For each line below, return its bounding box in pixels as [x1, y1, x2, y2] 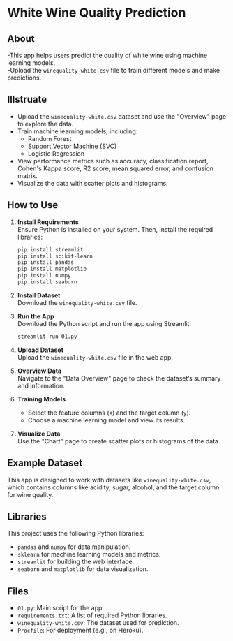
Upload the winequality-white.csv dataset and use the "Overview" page [17, 112, 227, 120]
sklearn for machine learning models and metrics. [17, 550, 161, 559]
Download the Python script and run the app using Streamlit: [17, 319, 192, 327]
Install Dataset [17, 291, 61, 300]
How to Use [7, 199, 59, 211]
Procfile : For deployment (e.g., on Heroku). [17, 626, 144, 635]
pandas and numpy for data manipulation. [17, 543, 131, 551]
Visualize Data [17, 429, 61, 438]
